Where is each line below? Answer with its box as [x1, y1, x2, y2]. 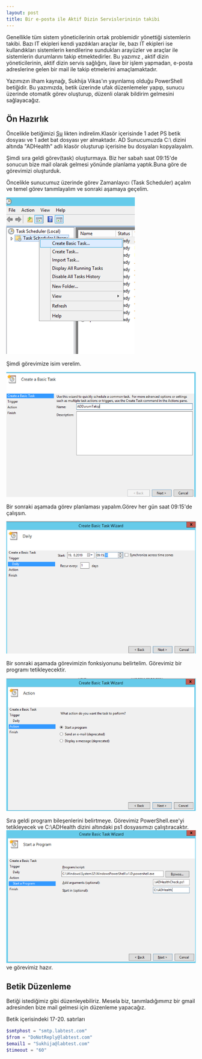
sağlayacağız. [6, 97, 41, 104]
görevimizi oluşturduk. [6, 167, 61, 174]
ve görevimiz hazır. [6, 964, 53, 971]
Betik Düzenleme [6, 981, 72, 991]
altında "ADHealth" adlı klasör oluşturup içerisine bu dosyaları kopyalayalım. [6, 142, 194, 150]
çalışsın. [6, 510, 27, 517]
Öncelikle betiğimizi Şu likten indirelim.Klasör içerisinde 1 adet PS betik [6, 130, 181, 137]
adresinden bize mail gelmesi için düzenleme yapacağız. [6, 1004, 146, 1011]
